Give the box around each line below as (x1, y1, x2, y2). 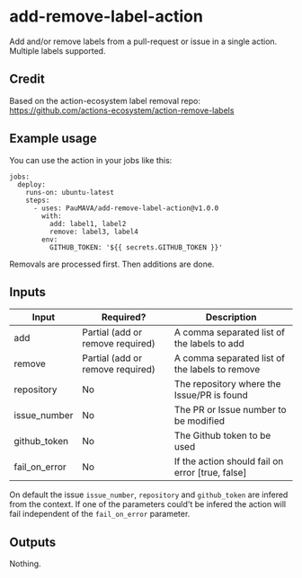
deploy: (17, 180, 47, 189)
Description (205, 311, 257, 324)
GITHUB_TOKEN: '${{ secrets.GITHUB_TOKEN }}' (49, 242, 223, 252)
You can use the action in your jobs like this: (9, 154, 173, 165)
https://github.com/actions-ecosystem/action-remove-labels (9, 105, 235, 116)
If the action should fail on (173, 455, 284, 468)
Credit (9, 72, 45, 87)
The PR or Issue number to (173, 404, 287, 416)
